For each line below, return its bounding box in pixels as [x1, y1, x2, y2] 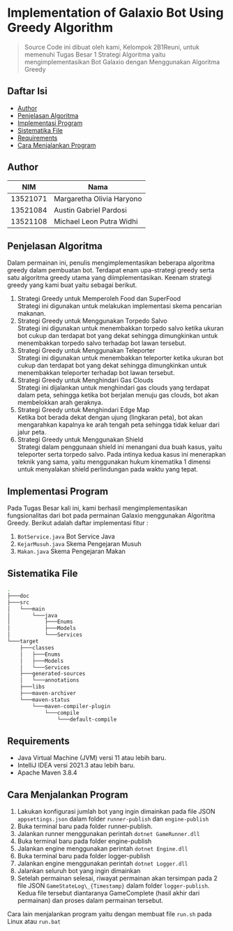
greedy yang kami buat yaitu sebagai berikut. [7, 281, 137, 289]
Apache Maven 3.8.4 [17, 768, 78, 777]
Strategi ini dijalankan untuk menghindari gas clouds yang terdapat [17, 383, 210, 392]
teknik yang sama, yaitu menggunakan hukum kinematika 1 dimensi [17, 457, 211, 466]
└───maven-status [20, 696, 70, 703]
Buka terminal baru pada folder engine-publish [17, 837, 152, 845]
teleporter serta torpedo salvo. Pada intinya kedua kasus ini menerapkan [17, 450, 226, 459]
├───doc [7, 592, 30, 599]
